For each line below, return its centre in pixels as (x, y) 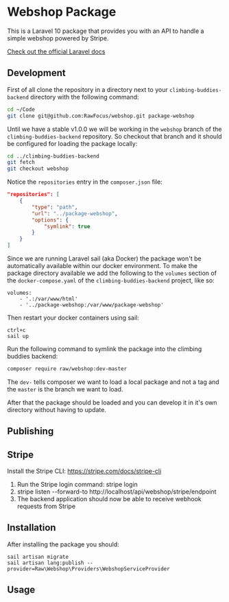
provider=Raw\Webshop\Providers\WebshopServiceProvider (88, 569)
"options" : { (50, 220)
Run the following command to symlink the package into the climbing (105, 349)
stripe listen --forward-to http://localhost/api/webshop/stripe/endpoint (117, 492)
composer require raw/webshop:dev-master (67, 369)
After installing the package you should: (63, 544)
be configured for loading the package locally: (72, 143)
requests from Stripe (46, 506)
